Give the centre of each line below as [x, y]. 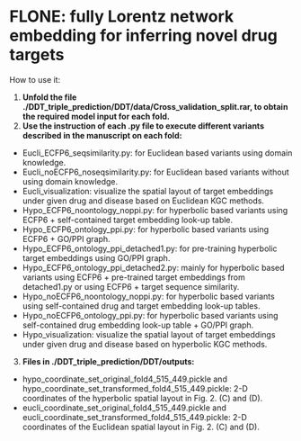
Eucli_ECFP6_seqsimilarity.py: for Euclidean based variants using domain [157, 153]
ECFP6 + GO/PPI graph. [66, 238]
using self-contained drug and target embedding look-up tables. [141, 306]
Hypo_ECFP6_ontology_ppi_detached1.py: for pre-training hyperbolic [150, 248]
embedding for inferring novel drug [144, 36]
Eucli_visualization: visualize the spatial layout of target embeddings [148, 191]
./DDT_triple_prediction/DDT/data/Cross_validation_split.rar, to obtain [155, 106]
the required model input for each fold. [96, 116]
